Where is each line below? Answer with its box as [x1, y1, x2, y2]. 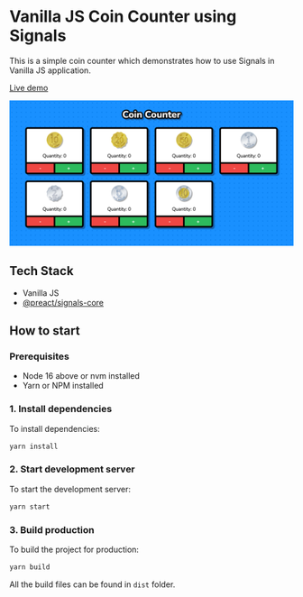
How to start [9, 323, 80, 339]
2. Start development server [9, 463, 135, 475]
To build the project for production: [9, 544, 140, 555]
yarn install [9, 442, 59, 451]
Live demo [9, 82, 49, 93]
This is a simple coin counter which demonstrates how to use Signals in [9, 55, 275, 66]
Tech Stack [9, 263, 74, 279]
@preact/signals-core [22, 297, 105, 308]
